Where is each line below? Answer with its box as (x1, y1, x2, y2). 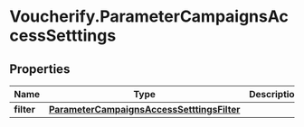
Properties (9, 61, 71, 77)
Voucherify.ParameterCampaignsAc (9, 6, 290, 27)
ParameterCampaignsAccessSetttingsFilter (48, 104, 241, 115)
